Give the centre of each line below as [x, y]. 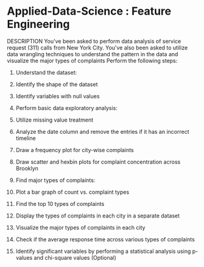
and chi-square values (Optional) [75, 257]
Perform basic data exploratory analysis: [66, 108]
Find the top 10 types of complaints [60, 203]
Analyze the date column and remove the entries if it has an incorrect [102, 131]
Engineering [38, 24]
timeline [26, 138]
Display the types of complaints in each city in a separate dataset [98, 216]
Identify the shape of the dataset [57, 84]
